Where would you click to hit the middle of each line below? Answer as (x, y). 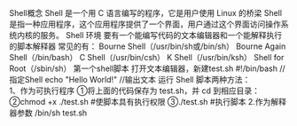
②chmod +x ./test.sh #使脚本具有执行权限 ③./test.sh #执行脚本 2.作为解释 (148, 102)
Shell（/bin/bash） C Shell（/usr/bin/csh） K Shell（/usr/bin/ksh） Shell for (147, 57)
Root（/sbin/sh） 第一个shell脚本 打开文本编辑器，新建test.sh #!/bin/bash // (147, 68)
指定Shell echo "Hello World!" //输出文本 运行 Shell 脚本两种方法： (130, 79)
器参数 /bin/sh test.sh (48, 113)
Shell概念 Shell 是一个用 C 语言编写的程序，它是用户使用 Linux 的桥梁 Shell (145, 13)
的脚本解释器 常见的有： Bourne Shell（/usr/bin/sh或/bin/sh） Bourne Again (148, 46)
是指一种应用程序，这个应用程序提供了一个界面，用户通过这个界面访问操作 (145, 24)
